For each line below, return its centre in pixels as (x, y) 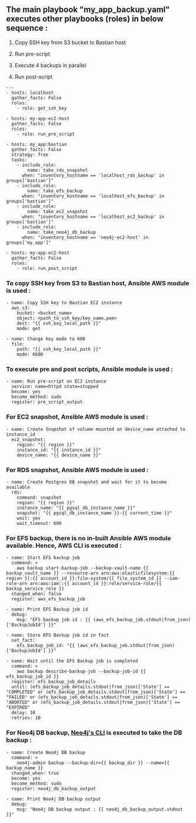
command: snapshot (39, 498)
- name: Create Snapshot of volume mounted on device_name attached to (96, 429)
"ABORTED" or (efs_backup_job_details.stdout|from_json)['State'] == (93, 703)
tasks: (19, 160)
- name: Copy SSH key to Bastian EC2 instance (64, 303)
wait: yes (29, 518)
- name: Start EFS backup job (43, 558)
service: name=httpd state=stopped (55, 387)
